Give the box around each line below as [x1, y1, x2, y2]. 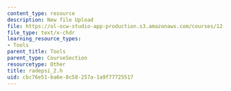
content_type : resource [7, 10, 76, 17]
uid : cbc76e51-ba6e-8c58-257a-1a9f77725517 [7, 73, 134, 81]
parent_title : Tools [7, 49, 67, 55]
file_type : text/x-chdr [7, 29, 76, 36]
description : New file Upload [7, 16, 94, 23]
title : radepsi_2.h [7, 67, 63, 74]
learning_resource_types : [7, 36, 81, 42]
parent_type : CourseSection [7, 55, 88, 62]
